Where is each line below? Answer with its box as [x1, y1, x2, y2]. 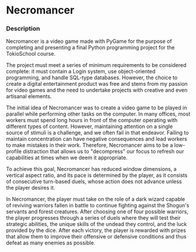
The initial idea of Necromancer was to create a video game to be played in [6, 104, 187, 112]
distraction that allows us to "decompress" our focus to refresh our [23, 148, 184, 155]
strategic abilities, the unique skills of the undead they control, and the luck [6, 221, 187, 228]
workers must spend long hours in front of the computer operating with [6, 117, 178, 124]
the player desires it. [6, 184, 56, 191]
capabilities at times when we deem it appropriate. [6, 154, 128, 162]
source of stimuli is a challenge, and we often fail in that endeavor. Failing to [6, 129, 189, 136]
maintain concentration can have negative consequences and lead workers [6, 136, 187, 143]
